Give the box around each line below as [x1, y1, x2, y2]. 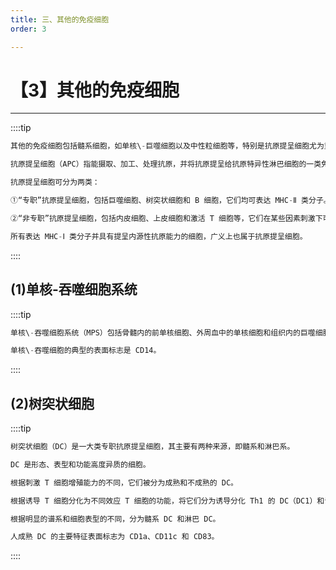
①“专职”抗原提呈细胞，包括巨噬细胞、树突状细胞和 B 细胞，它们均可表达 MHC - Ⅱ [10, 196, 297, 206]
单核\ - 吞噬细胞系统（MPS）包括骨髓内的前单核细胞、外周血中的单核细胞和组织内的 [10, 327, 301, 338]
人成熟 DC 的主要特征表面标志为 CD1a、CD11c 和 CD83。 [10, 532, 220, 542]
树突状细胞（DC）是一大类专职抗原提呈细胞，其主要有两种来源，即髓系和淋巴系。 [10, 442, 295, 452]
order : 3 [10, 24, 47, 34]
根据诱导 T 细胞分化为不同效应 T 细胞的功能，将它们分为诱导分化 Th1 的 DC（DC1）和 [10, 496, 325, 506]
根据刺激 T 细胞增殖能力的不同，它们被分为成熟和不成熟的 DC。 [10, 477, 239, 488]
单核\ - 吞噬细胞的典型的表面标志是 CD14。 [10, 346, 162, 356]
